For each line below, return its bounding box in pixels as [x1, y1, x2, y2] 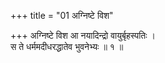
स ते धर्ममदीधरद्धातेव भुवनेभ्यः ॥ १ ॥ [10, 41, 124, 52]
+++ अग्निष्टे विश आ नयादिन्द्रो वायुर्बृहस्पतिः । [10, 30, 156, 41]
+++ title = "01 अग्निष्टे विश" [10, 10, 114, 21]
